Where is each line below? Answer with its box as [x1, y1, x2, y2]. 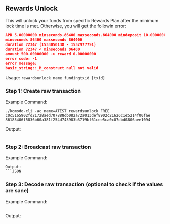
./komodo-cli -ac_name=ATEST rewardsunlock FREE [5, 109, 110, 114]
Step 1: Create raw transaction [5, 87, 81, 94]
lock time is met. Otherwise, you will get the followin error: [5, 23, 126, 29]
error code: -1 [5, 56, 37, 61]
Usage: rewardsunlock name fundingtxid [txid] [5, 74, 105, 80]
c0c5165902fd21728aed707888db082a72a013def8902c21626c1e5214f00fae [5, 113, 151, 118]
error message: [5, 61, 37, 66]
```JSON [5, 169, 22, 174]
